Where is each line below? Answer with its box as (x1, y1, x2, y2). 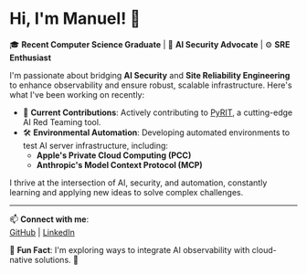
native (9, 254, 33, 265)
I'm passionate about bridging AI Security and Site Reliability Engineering (9, 69, 291, 80)
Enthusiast (9, 52, 52, 63)
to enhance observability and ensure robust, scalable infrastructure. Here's (9, 79, 292, 90)
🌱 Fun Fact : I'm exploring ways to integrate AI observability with (9, 244, 250, 255)
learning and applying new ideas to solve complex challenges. (9, 186, 244, 197)
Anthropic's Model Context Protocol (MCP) (36, 159, 203, 170)
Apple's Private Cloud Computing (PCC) (36, 150, 192, 161)
